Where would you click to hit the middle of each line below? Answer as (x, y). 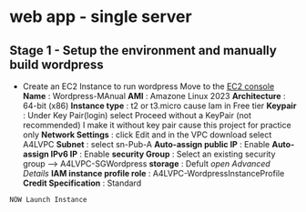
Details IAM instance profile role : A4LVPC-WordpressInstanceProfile (153, 173)
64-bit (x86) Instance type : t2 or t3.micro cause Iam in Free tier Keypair (159, 106)
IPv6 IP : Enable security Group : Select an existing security (163, 154)
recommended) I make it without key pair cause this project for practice (157, 125)
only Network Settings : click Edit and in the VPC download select (147, 135)
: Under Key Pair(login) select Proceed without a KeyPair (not (137, 115)
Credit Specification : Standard (82, 183)
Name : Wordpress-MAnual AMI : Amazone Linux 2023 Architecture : (154, 96)
